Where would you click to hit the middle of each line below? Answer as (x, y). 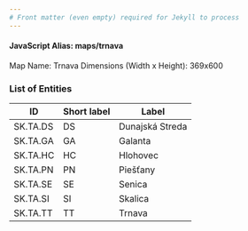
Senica (133, 185)
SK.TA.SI (32, 199)
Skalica (134, 199)
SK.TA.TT (33, 213)
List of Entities (41, 88)
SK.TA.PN (34, 170)
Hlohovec (139, 155)
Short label (87, 112)
